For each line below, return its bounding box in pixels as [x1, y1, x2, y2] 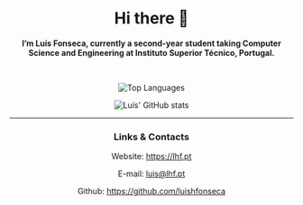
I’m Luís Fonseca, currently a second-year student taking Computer [22, 38, 281, 49]
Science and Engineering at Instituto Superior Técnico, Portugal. [28, 47, 275, 58]
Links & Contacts [114, 130, 189, 143]
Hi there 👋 [114, 8, 189, 29]
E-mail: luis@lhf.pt [117, 168, 186, 179]
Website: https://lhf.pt [111, 151, 192, 162]
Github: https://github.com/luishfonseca [77, 186, 226, 197]
